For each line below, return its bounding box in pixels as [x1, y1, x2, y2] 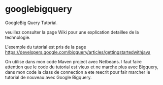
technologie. [5, 34, 31, 40]
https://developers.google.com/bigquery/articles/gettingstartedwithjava [5, 49, 151, 55]
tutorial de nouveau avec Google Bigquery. [5, 74, 92, 80]
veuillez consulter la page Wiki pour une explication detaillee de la [5, 29, 139, 35]
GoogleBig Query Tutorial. [5, 20, 58, 26]
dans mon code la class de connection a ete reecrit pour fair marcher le [5, 69, 150, 75]
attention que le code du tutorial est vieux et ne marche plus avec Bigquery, [5, 64, 159, 70]
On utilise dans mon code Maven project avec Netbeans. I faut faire [5, 58, 142, 64]
